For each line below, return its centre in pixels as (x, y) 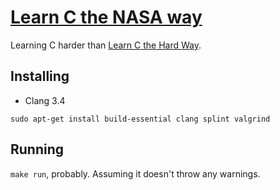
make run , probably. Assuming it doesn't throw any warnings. (135, 173)
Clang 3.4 (45, 100)
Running (37, 149)
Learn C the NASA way (106, 17)
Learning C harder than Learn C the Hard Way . (106, 45)
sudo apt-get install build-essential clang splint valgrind (140, 119)
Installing (40, 76)
